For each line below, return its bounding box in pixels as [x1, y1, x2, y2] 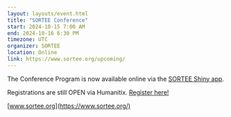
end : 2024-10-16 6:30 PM [7, 29, 79, 37]
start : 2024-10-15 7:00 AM [7, 23, 85, 30]
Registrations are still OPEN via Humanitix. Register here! [7, 88, 169, 96]
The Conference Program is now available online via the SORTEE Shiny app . [7, 75, 224, 83]
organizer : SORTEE [7, 42, 60, 49]
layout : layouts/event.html [7, 10, 89, 17]
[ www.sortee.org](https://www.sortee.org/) [7, 102, 130, 110]
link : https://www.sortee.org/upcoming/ [7, 56, 126, 63]
